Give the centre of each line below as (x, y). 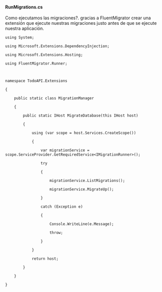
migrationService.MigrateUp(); (81, 189)
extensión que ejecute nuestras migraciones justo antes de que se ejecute (81, 23)
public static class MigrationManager (54, 98)
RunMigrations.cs (24, 7)
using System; (20, 38)
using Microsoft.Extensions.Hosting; (44, 55)
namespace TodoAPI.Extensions (36, 81)
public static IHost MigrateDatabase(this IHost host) (81, 116)
